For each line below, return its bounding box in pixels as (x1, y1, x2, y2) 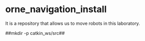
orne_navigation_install (5, 4, 107, 15)
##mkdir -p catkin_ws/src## (5, 30, 65, 36)
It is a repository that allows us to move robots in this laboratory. (5, 20, 140, 26)
